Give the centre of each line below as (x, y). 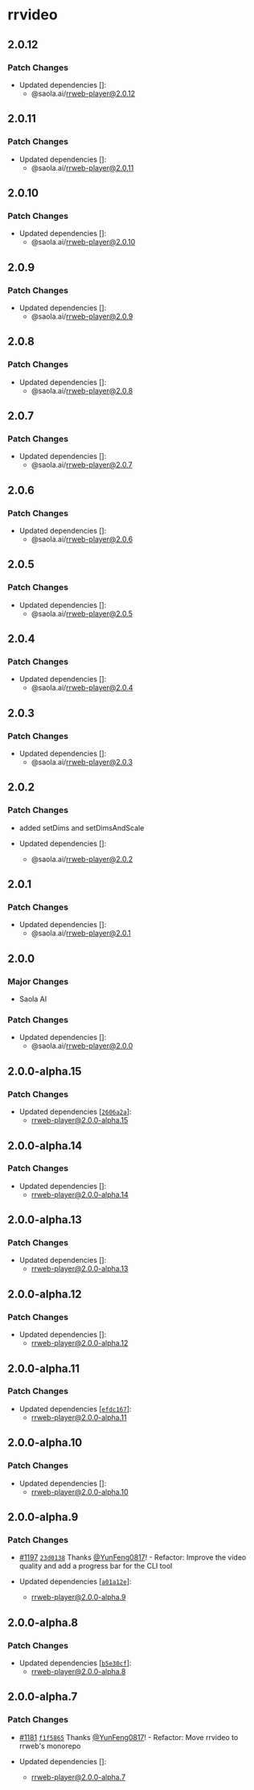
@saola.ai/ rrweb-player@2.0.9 (82, 316)
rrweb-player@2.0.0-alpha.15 (80, 1120)
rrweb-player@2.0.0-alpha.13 (80, 1268)
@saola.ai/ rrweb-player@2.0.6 (82, 539)
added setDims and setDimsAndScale (82, 827)
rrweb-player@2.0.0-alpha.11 (79, 1417)
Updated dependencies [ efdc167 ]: (75, 1408)
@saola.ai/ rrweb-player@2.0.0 (82, 1046)
